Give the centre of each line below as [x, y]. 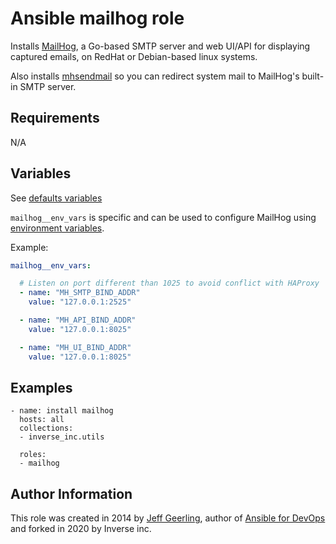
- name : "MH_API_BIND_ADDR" [78, 320]
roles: [33, 455]
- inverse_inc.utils [62, 437]
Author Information [71, 493]
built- [313, 76]
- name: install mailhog [62, 411]
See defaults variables [56, 198]
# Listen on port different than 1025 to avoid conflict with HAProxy [169, 283]
